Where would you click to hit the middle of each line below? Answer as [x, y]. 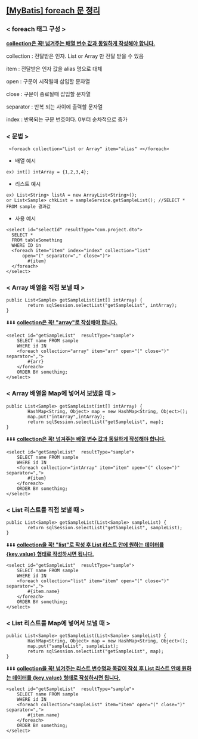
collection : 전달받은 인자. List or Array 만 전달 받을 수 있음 [75, 56]
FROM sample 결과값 [28, 207]
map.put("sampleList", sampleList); [73, 646]
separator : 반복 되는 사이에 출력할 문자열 [55, 107]
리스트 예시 [28, 184]
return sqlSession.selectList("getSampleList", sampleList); [105, 527]
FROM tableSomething [37, 240]
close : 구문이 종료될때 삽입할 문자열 [49, 94]
